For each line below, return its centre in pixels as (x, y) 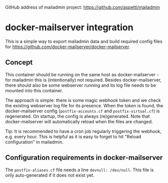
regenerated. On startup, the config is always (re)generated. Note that (77, 116)
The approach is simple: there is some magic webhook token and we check (83, 100)
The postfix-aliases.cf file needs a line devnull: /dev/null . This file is (79, 169)
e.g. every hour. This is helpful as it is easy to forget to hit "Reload (73, 136)
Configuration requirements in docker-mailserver (84, 158)
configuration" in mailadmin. (34, 142)
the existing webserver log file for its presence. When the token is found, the (84, 105)
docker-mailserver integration (69, 28)
